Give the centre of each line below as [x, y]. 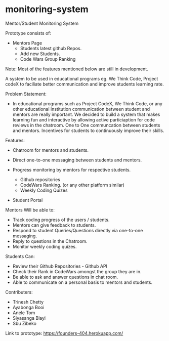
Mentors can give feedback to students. [54, 225]
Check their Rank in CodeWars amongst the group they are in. [77, 271]
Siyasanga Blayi [29, 318]
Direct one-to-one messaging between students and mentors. [77, 160]
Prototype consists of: [28, 33]
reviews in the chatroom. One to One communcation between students [86, 125]
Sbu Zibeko [25, 323]
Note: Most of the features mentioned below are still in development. [77, 69]
